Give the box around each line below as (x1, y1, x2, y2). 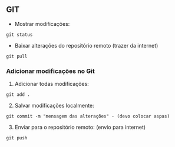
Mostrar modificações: (14, 20, 70, 27)
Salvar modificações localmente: (14, 102, 94, 109)
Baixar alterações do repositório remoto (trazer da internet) (14, 42, 159, 49)
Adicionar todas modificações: (14, 81, 90, 88)
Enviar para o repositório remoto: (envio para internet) (14, 123, 146, 131)
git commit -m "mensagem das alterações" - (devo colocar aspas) (6, 113, 170, 119)
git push (6, 135, 28, 141)
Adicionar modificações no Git (6, 67, 95, 75)
